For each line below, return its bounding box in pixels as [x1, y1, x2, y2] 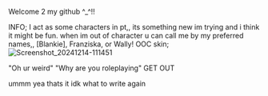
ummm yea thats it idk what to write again [8, 79, 146, 88]
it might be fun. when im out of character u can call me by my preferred [8, 31, 244, 40]
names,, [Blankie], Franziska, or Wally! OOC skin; [8, 39, 170, 49]
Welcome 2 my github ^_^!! [8, 7, 96, 16]
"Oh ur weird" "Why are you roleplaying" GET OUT [8, 63, 175, 73]
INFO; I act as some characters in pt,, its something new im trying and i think [8, 22, 260, 31]
